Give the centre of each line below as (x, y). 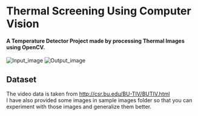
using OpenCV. (26, 47)
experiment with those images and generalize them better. (79, 107)
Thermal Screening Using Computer (99, 11)
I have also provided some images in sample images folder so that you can (99, 100)
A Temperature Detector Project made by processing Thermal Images (95, 41)
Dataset (21, 79)
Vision (23, 24)
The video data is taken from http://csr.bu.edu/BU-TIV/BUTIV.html (88, 94)
